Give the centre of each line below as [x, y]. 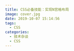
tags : [10, 23]
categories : [17, 32]
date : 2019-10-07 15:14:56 [32, 18]
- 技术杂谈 [19, 37]
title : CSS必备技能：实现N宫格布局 [37, 9]
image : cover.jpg [23, 14]
